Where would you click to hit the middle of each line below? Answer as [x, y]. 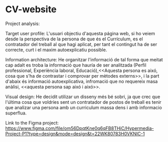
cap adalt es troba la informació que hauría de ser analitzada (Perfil [76, 65]
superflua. [16, 113]
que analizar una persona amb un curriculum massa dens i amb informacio [83, 107]
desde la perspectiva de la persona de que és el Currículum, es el [74, 39]
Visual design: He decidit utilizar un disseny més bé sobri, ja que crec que [83, 97]
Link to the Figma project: [32, 123]
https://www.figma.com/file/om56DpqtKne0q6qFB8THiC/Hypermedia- [80, 128]
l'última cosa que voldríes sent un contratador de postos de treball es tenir [83, 102]
